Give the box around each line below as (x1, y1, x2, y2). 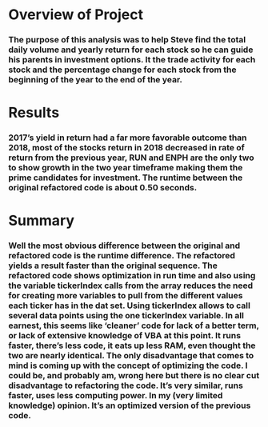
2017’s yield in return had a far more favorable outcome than (8, 132, 247, 143)
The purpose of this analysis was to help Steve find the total (8, 34, 246, 46)
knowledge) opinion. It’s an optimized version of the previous (8, 400, 251, 411)
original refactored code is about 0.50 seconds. (8, 182, 198, 194)
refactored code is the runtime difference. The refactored (8, 250, 236, 261)
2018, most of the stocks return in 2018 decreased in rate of (8, 142, 246, 154)
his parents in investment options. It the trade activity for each (8, 54, 256, 66)
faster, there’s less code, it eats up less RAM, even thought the (8, 340, 256, 351)
